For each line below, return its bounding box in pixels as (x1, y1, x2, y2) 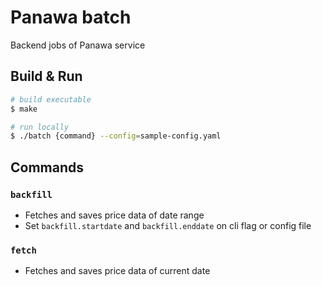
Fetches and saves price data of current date (24, 265, 211, 277)
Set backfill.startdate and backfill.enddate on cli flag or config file (24, 219, 312, 231)
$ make (10, 104, 38, 114)
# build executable (10, 94, 92, 105)
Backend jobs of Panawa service (10, 39, 146, 51)
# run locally (10, 122, 70, 132)
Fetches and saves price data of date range (24, 209, 205, 221)
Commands (10, 159, 85, 176)
